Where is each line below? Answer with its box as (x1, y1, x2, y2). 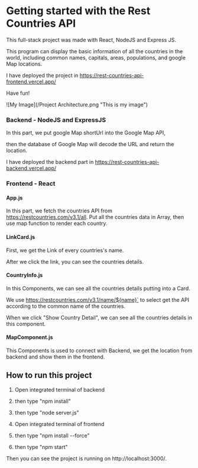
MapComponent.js (6, 334, 53, 341)
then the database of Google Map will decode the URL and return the (6, 141, 174, 148)
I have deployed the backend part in (6, 159, 94, 166)
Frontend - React (6, 179, 56, 188)
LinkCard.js (6, 233, 35, 240)
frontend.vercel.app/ (6, 78, 56, 85)
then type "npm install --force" (14, 432, 90, 439)
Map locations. (6, 60, 43, 67)
